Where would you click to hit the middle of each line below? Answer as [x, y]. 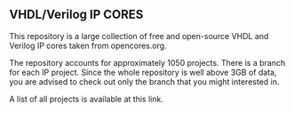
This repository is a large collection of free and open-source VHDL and [139, 36]
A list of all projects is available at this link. [87, 99]
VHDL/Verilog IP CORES [76, 15]
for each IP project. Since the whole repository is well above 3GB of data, [143, 72]
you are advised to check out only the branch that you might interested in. [144, 81]
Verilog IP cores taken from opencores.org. [88, 45]
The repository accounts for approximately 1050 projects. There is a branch [147, 62]
